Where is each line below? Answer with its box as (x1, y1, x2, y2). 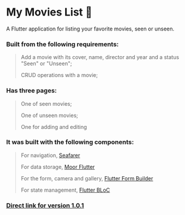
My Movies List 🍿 (6, 5, 92, 19)
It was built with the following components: (6, 138, 134, 146)
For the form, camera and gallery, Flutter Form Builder (20, 174, 153, 182)
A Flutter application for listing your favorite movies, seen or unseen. (6, 25, 175, 32)
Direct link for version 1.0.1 (6, 201, 85, 210)
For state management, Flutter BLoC (20, 186, 110, 193)
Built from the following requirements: (6, 40, 119, 48)
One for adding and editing (20, 123, 88, 130)
